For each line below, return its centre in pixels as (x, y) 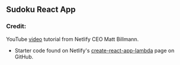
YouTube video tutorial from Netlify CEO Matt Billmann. (73, 39)
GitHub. (24, 57)
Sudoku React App (41, 10)
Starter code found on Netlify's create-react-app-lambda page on (94, 50)
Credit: (16, 26)
